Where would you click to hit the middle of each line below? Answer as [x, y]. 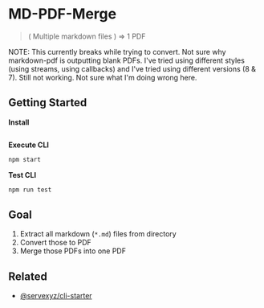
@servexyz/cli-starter [56, 296]
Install [19, 122]
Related [28, 276]
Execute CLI [29, 145]
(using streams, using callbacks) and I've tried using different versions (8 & [132, 68]
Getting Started [48, 103]
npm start [25, 159]
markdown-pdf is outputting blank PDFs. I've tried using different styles [126, 60]
